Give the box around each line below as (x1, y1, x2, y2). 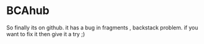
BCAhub (6, 4, 50, 18)
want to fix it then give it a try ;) (6, 30, 85, 37)
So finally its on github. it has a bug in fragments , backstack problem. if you (6, 24, 198, 31)
